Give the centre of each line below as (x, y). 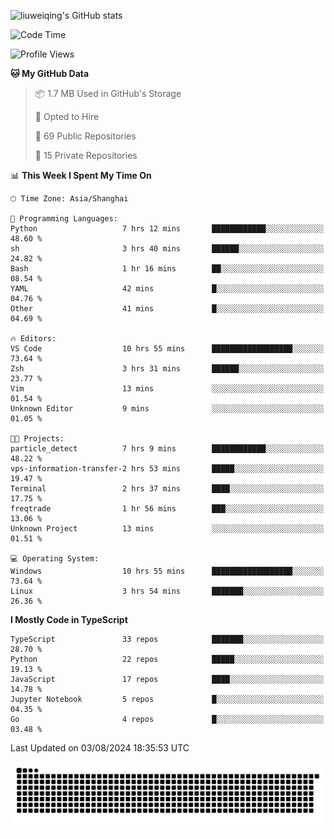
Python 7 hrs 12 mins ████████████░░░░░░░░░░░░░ (167, 229)
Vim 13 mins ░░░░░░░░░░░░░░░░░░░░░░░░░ (167, 389)
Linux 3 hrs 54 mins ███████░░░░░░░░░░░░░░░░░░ (167, 591)
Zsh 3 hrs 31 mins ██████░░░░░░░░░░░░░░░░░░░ (167, 369)
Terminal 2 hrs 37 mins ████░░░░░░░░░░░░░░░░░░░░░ (167, 489)
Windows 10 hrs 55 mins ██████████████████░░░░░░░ (167, 571)
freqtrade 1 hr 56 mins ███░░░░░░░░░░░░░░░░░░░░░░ (167, 509)
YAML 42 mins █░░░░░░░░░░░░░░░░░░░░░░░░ (167, 289)
